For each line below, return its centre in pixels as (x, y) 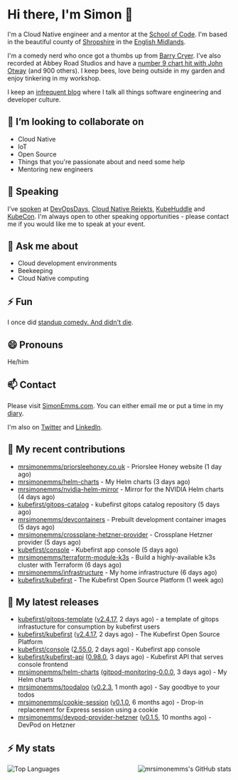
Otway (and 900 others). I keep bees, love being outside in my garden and (116, 70)
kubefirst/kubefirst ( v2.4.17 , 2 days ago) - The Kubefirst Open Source (119, 634)
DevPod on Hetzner (47, 725)
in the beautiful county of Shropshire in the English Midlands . (97, 41)
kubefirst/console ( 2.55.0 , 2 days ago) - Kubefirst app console (109, 649)
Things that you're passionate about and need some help (101, 161)
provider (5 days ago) (49, 542)
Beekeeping (35, 271)
